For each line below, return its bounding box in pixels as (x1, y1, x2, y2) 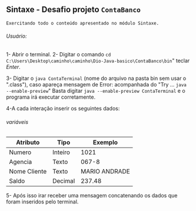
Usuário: (6, 32, 27, 40)
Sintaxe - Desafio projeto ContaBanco (6, 5, 141, 15)
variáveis (6, 118, 28, 125)
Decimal (52, 177, 75, 185)
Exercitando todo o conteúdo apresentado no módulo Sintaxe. (6, 20, 160, 26)
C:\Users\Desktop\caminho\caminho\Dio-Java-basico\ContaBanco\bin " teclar (6, 57, 190, 64)
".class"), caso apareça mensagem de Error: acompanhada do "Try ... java (6, 81, 187, 88)
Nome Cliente (9, 168, 47, 176)
